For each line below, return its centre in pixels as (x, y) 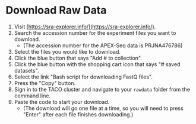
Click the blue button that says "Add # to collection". (78, 58)
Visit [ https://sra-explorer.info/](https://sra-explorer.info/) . (85, 27)
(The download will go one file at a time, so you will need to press (103, 108)
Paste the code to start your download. (62, 102)
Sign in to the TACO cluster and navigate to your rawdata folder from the (102, 89)
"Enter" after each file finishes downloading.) (78, 114)
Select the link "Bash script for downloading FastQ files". (83, 77)
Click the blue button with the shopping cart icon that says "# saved (97, 64)
